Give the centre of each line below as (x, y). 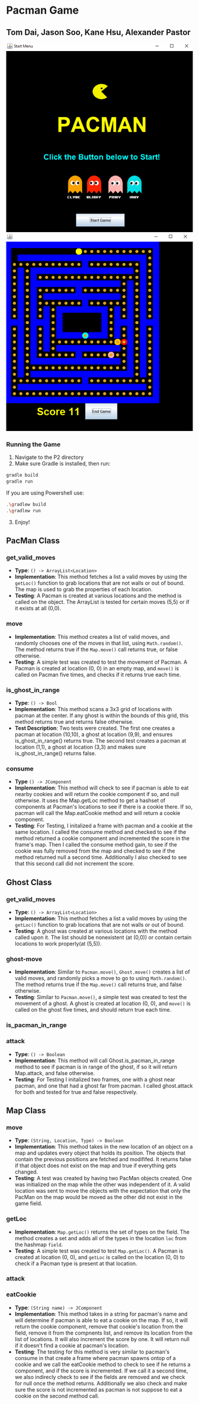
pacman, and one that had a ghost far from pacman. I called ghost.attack (104, 1086)
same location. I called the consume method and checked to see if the (100, 832)
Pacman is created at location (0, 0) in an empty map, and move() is (97, 668)
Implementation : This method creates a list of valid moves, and (92, 636)
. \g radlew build (26, 505)
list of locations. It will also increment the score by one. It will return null (102, 1339)
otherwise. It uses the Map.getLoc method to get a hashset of (90, 801)
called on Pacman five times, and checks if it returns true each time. (98, 674)
